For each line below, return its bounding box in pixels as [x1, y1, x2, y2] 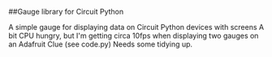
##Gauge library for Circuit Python [8, 7, 124, 16]
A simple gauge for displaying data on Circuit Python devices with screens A [8, 22, 265, 31]
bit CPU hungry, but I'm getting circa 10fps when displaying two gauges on [8, 31, 259, 40]
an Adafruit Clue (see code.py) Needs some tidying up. [8, 39, 193, 49]
